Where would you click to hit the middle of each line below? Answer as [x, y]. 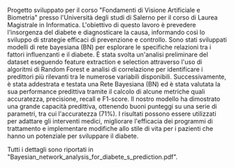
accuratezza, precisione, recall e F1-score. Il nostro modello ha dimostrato [114, 99]
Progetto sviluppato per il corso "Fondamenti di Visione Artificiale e [104, 10]
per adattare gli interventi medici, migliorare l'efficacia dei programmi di [110, 121]
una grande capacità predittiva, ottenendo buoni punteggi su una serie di [112, 106]
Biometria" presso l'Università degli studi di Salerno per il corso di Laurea [112, 17]
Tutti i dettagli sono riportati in [50, 150]
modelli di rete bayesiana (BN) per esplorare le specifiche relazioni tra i [109, 47]
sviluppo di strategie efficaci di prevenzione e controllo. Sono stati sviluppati [117, 40]
